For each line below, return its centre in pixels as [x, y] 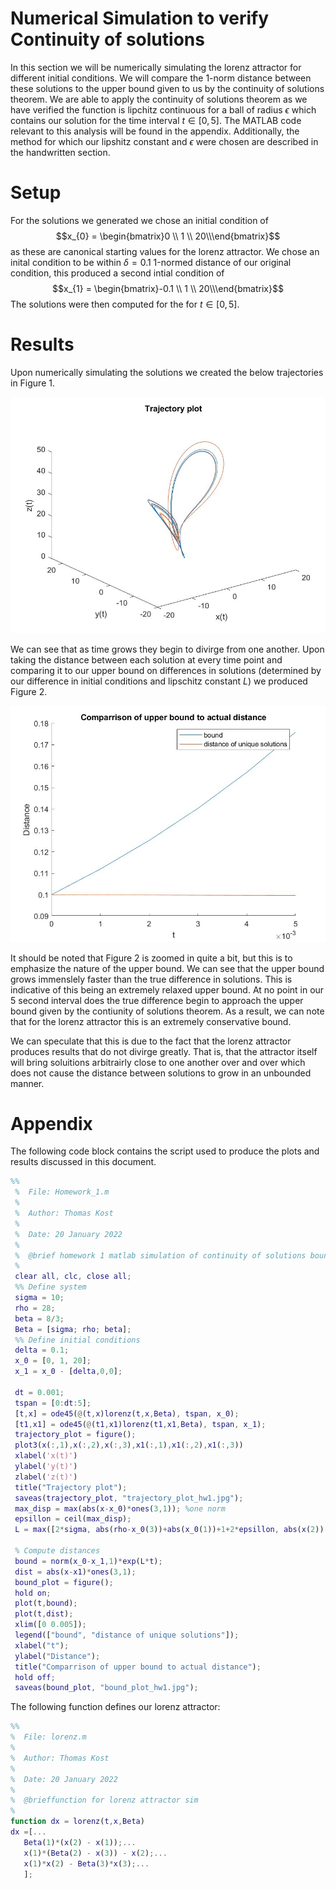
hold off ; [35, 1677]
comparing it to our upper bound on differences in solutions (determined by [166, 670]
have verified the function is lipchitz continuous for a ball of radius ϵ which [163, 109]
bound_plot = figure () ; [64, 1582]
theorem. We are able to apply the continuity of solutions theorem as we [159, 99]
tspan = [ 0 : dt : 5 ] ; [53, 1403]
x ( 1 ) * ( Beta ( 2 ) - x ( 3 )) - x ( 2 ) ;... [95, 1853]
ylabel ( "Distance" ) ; [57, 1656]
